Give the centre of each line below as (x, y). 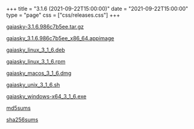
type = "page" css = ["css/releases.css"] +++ (63, 15)
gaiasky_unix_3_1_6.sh (33, 85)
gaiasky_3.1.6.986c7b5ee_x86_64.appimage (60, 38)
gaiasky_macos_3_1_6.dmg (39, 73)
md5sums (19, 108)
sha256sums (22, 120)
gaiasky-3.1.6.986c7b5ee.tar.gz (45, 27)
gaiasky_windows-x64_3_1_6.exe (46, 96)
